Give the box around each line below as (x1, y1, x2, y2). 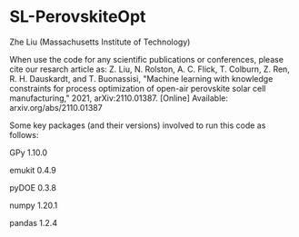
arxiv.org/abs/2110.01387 (9, 102, 103, 113)
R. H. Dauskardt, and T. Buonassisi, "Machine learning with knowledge (9, 73, 274, 84)
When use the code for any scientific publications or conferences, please (9, 54, 284, 64)
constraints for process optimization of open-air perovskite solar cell (9, 83, 266, 94)
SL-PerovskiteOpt (9, 6, 146, 27)
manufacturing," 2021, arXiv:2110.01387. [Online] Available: (9, 93, 229, 104)
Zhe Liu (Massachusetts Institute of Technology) (9, 36, 191, 47)
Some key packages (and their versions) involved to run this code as (9, 120, 266, 131)
